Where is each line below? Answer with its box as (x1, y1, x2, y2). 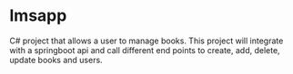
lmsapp (9, 5, 67, 26)
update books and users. (9, 54, 103, 65)
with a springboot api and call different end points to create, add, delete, (9, 44, 280, 55)
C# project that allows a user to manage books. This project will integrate (9, 35, 284, 46)
